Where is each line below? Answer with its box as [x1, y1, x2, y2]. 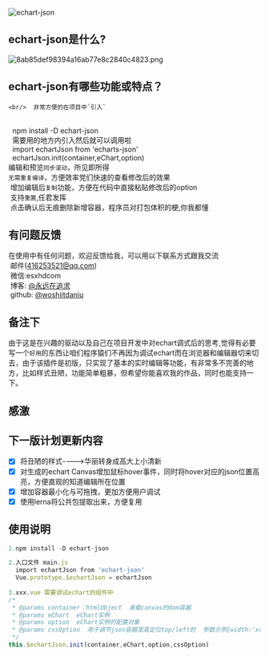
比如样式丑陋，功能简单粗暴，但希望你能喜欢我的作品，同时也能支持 [22, 368, 247, 378]
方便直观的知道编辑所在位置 [34, 477, 126, 486]
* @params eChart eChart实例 [11, 610, 110, 619]
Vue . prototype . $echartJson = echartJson [15, 574, 152, 582]
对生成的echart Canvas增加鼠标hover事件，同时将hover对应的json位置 [19, 466, 253, 477]
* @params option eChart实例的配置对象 [11, 618, 140, 627]
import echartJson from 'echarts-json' [11, 144, 139, 154]
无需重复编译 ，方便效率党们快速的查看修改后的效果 [8, 172, 171, 182]
